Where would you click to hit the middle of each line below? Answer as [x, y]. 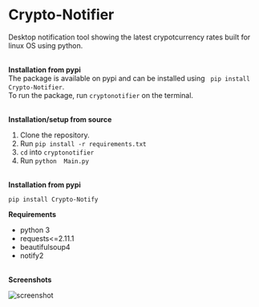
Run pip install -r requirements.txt [83, 143]
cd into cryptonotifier [57, 152]
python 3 [35, 230]
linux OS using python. [46, 45]
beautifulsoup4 [45, 247]
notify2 [32, 256]
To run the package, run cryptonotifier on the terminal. [101, 95]
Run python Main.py [55, 160]
